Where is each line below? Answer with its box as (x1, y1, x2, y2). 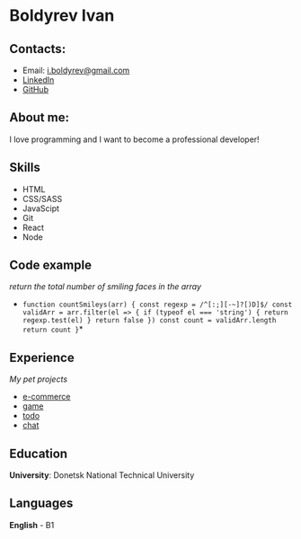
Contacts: (9, 41, 66, 57)
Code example (9, 258, 93, 273)
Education (9, 446, 68, 461)
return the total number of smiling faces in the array (9, 281, 202, 292)
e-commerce (22, 392, 71, 402)
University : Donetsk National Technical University (9, 470, 195, 481)
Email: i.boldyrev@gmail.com (22, 65, 130, 75)
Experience (9, 349, 75, 365)
